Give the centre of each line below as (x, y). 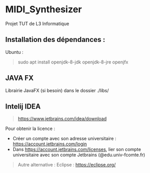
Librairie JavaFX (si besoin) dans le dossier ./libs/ (57, 90)
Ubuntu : (15, 52)
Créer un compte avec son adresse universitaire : (64, 139)
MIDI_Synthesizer (44, 9)
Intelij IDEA (23, 106)
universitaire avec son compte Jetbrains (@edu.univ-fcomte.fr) (79, 155)
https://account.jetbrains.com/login (50, 144)
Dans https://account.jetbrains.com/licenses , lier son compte (77, 149)
